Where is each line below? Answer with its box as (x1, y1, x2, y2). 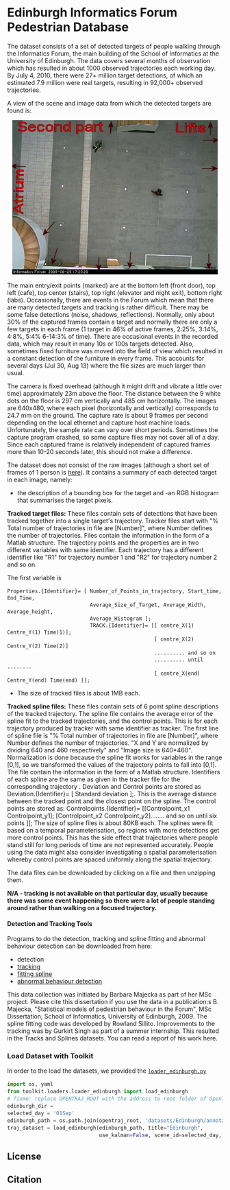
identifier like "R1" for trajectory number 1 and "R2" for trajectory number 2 (7, 553, 218, 561)
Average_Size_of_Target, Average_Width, (90, 602, 207, 608)
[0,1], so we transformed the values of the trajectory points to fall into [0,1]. (7, 760, 217, 769)
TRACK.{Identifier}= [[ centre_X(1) (90, 622, 194, 629)
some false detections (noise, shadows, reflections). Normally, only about (7, 310, 215, 318)
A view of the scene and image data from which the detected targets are (7, 99, 212, 107)
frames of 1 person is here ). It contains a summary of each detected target (7, 468, 217, 476)
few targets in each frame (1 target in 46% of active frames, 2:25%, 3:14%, (7, 324, 218, 333)
